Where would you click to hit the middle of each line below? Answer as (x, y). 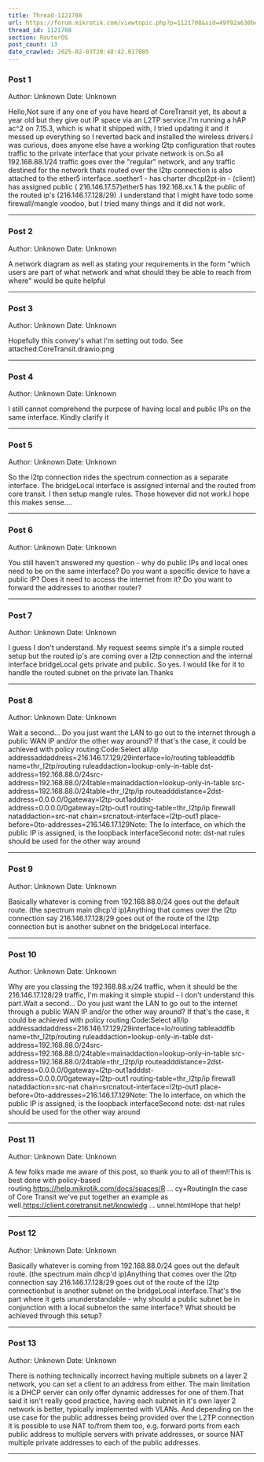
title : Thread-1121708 (45, 15)
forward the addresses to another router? (75, 587)
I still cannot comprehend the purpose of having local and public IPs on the (130, 409)
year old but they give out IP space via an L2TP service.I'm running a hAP (127, 120)
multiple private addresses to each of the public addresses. (104, 1442)
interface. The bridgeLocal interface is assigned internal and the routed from (132, 486)
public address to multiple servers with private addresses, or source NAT (126, 1434)
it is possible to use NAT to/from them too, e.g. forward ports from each (124, 1425)
